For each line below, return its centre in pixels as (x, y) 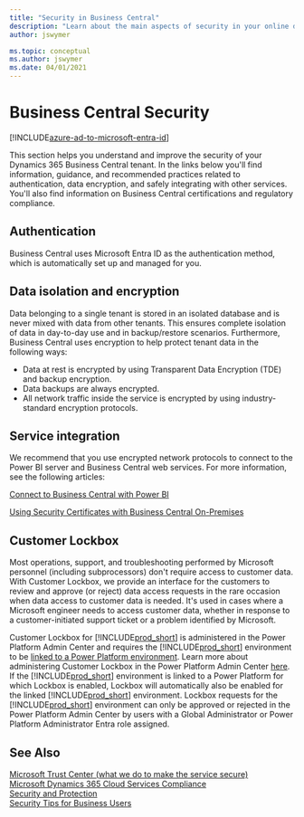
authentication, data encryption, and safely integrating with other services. (148, 184)
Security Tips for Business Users (71, 803)
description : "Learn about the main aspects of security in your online (149, 26)
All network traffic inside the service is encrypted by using (131, 398)
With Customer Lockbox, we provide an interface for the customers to (140, 582)
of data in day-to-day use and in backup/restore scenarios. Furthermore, (145, 332)
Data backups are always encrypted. (91, 388)
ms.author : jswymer (46, 60)
